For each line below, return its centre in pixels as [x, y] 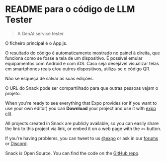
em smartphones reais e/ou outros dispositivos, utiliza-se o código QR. [78, 69]
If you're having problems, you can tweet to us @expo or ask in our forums [82, 138]
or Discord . [17, 144]
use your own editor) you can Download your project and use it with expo [81, 108]
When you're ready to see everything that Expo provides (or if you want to [81, 103]
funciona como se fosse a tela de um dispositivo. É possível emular [74, 58]
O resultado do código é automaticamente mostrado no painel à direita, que [83, 53]
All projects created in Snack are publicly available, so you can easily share [82, 123]
